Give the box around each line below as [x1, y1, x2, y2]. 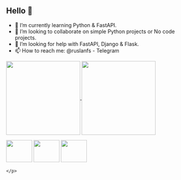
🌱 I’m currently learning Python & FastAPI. [14, 21, 117, 28]
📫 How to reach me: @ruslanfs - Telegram [14, 47, 119, 54]
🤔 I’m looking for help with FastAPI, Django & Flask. [14, 40, 139, 47]
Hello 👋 [6, 6, 33, 16]
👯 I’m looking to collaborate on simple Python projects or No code [14, 28, 175, 35]
